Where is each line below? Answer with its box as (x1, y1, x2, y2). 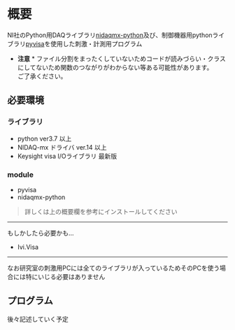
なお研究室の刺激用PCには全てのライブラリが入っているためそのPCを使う (7, 264, 220, 272)
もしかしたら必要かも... (7, 229, 75, 237)
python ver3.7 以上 (17, 134, 72, 143)
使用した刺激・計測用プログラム (50, 39, 143, 48)
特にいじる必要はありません (25, 272, 106, 280)
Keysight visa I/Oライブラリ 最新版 (17, 152, 117, 160)
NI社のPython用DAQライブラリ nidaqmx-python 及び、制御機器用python (7, 31, 213, 39)
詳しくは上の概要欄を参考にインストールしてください (24, 207, 178, 215)
